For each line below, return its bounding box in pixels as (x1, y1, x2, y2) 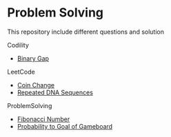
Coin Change (17, 81, 55, 89)
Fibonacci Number (17, 115, 70, 123)
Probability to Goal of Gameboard (17, 122, 112, 130)
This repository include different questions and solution (7, 28, 164, 36)
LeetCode (7, 67, 36, 76)
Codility (7, 41, 30, 49)
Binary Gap (17, 54, 50, 63)
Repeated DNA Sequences (17, 88, 93, 96)
